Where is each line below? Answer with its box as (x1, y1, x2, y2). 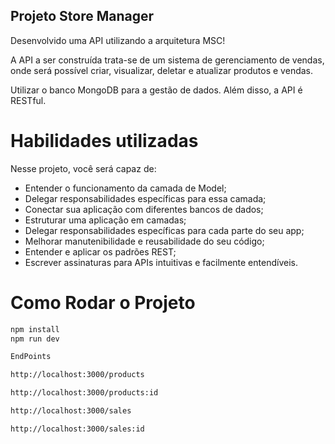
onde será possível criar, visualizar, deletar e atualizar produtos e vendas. (10, 64, 314, 76)
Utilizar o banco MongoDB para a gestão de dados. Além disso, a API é (10, 84, 303, 96)
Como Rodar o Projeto (10, 291, 196, 314)
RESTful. (10, 94, 47, 106)
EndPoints (10, 352, 52, 362)
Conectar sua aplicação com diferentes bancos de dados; (24, 203, 264, 215)
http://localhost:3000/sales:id (10, 424, 145, 434)
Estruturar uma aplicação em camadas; (24, 214, 187, 226)
